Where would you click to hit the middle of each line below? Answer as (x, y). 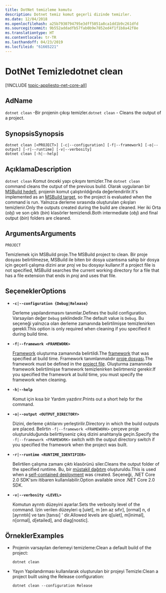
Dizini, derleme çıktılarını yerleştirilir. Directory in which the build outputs (85, 423)
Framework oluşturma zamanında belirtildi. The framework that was (81, 353)
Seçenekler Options (36, 291)
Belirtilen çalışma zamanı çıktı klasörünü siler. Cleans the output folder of (86, 464)
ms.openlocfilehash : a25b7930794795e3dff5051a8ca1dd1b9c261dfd (72, 24)
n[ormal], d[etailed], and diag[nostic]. (51, 520)
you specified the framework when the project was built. (70, 445)
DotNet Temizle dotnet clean (64, 71)
